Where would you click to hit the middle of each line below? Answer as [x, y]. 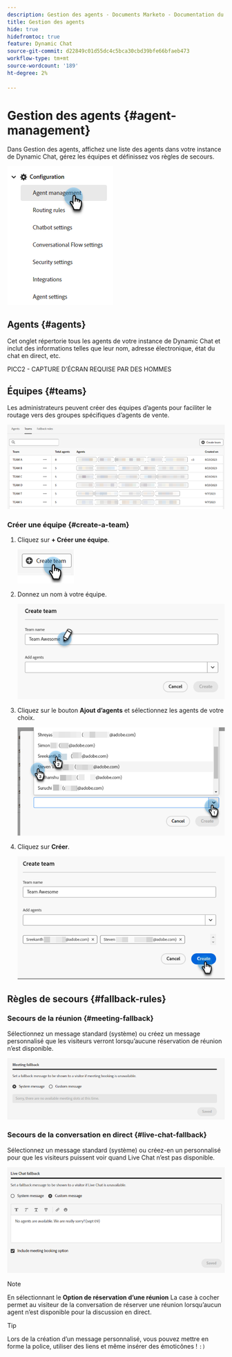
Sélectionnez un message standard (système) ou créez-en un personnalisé [114, 1150]
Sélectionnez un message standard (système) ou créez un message [104, 1034]
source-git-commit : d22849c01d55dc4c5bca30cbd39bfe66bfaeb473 [98, 51]
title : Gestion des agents [46, 22]
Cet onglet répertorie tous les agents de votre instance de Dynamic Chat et [114, 341]
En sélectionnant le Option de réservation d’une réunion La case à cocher [113, 1297]
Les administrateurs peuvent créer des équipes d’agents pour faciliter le [109, 408]
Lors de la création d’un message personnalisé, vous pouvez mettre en [108, 1339]
